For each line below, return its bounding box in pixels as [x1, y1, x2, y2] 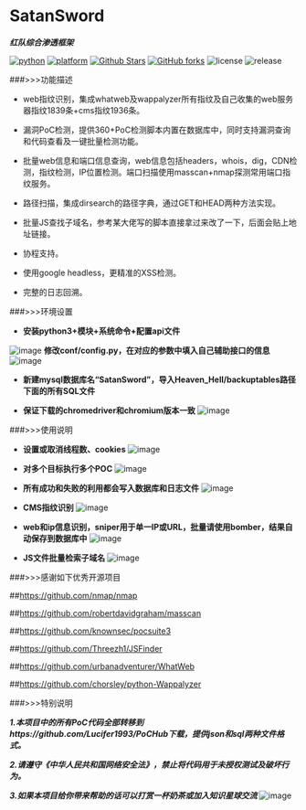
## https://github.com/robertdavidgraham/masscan [9, 607, 202, 618]
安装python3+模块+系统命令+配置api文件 [22, 325, 181, 336]
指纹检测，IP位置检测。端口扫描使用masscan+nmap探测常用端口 [38, 166, 283, 177]
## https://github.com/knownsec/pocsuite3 [9, 625, 172, 636]
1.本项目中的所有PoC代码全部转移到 [9, 717, 144, 728]
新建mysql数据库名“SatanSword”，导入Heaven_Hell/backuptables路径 [22, 374, 297, 385]
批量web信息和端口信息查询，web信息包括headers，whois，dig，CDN [22, 155, 290, 165]
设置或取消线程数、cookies [22, 443, 126, 454]
